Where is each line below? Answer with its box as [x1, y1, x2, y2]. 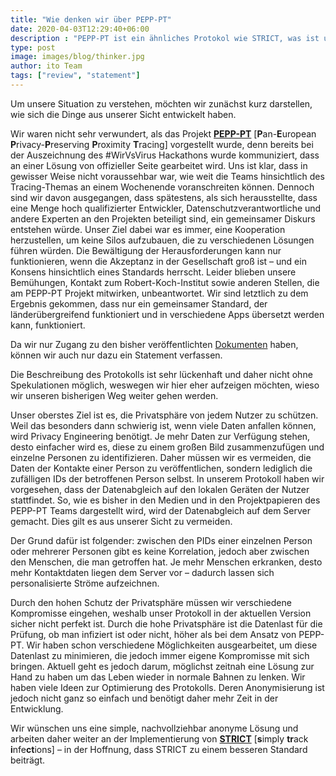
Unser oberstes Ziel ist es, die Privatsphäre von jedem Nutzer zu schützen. [10, 409, 319, 421]
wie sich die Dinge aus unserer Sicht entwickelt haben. [10, 108, 237, 120]
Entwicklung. [10, 702, 64, 715]
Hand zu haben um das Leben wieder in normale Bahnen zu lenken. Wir [10, 671, 306, 683]
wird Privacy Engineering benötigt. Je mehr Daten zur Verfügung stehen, [10, 430, 311, 442]
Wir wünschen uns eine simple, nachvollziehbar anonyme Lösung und [10, 722, 299, 734]
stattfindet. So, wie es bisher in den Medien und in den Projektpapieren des [10, 494, 321, 506]
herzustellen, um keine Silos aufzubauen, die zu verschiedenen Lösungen [10, 234, 315, 246]
